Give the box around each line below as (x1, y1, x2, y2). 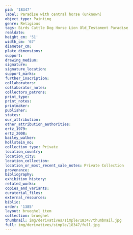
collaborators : (5, 80, 36, 85)
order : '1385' (5, 204, 34, 209)
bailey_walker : (5, 135, 36, 140)
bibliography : (5, 172, 34, 177)
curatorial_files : (5, 190, 43, 195)
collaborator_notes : (5, 85, 48, 90)
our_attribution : (5, 117, 41, 122)
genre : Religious (5, 21, 41, 26)
